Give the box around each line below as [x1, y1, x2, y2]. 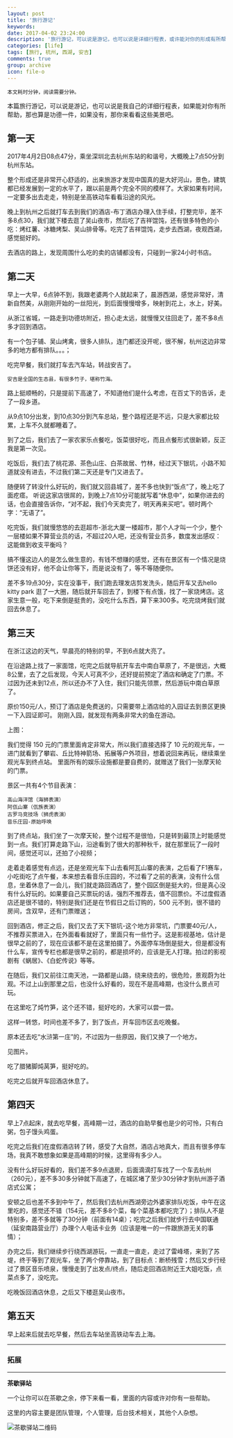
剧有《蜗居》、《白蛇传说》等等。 [7, 956, 98, 964]
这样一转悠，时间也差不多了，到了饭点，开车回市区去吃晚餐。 [7, 1018, 184, 1026]
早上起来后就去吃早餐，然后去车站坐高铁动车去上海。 [7, 1330, 159, 1338]
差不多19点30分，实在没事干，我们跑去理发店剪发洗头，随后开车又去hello [7, 579, 217, 587]
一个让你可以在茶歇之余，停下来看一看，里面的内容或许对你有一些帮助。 [7, 1394, 214, 1402]
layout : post [7, 10, 45, 17]
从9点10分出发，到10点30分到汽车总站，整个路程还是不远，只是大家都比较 [7, 412, 220, 420]
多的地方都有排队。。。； [7, 346, 71, 354]
